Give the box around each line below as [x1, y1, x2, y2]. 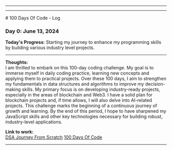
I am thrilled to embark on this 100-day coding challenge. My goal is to [5, 65, 154, 71]
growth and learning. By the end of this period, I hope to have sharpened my [5, 108, 166, 114]
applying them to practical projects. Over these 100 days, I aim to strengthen [5, 76, 167, 82]
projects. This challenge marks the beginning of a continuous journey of [5, 103, 158, 109]
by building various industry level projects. [5, 44, 95, 51]
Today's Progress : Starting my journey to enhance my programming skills [5, 39, 161, 45]
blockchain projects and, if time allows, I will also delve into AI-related [5, 97, 152, 104]
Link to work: [5, 129, 34, 135]
